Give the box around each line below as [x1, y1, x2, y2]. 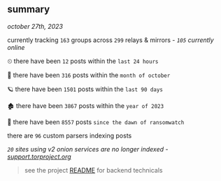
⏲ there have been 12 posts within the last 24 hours [7, 57, 159, 65]
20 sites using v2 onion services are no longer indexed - [7, 145, 169, 153]
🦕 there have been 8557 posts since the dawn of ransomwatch [7, 117, 185, 126]
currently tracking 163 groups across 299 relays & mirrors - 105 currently [7, 36, 215, 44]
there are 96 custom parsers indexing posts [7, 131, 132, 140]
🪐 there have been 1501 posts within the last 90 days [7, 85, 163, 93]
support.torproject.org [7, 152, 71, 161]
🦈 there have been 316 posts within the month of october [7, 71, 171, 79]
